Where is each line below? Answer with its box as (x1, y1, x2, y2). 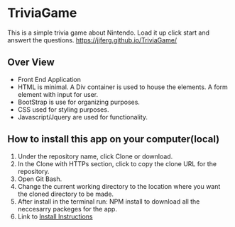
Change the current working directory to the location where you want (17, 182, 221, 190)
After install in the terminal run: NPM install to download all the (17, 197, 200, 206)
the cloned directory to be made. (17, 190, 114, 198)
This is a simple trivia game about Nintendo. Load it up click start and (7, 28, 210, 37)
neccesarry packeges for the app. (17, 204, 117, 213)
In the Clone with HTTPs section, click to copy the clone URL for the (17, 159, 217, 168)
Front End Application (17, 75, 82, 83)
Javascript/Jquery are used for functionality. (17, 112, 148, 121)
